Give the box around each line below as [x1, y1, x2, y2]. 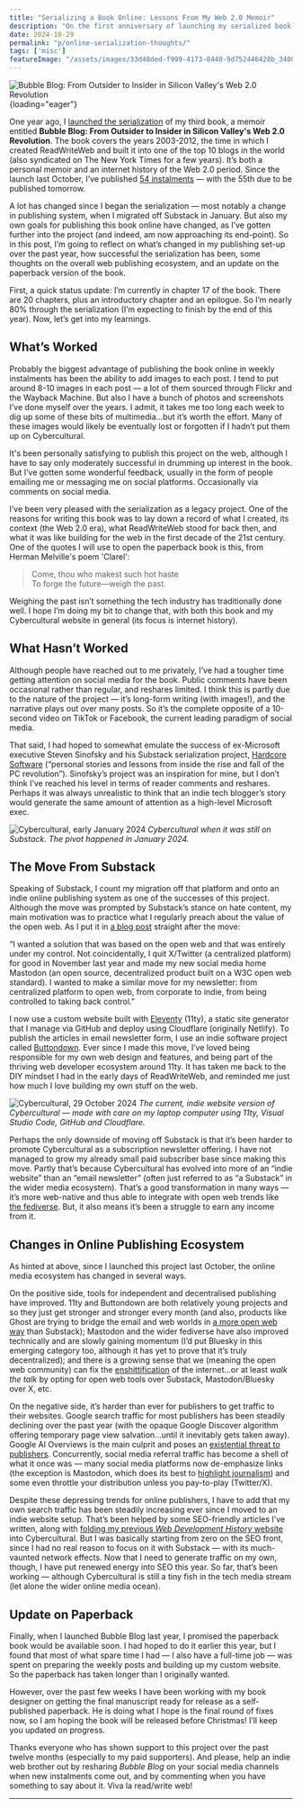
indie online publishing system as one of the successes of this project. [9, 892, 270, 904]
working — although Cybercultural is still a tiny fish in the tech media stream [9, 1571, 292, 1582]
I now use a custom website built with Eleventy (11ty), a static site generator [9, 1014, 289, 1025]
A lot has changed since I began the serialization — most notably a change [9, 201, 286, 211]
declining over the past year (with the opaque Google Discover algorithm [9, 1420, 279, 1431]
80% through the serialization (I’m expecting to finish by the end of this [9, 304, 272, 315]
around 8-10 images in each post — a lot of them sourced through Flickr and [9, 382, 292, 393]
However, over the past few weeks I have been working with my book [9, 1687, 267, 1697]
